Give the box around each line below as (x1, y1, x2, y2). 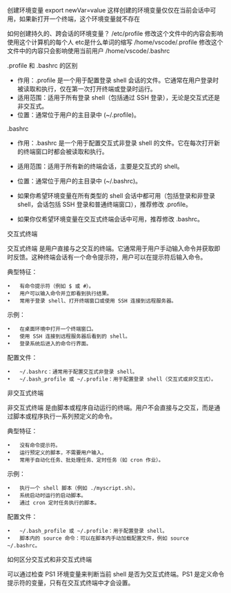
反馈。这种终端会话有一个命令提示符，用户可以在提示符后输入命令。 (12, 253, 207, 261)
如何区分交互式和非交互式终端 (7, 556, 92, 563)
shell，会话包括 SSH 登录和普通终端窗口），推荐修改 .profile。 (17, 200, 192, 208)
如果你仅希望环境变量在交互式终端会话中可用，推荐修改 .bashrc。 (17, 215, 204, 223)
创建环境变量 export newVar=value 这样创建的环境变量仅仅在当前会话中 (7, 6, 210, 14)
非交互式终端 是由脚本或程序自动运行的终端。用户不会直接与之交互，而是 (7, 403, 214, 412)
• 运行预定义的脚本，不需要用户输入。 (7, 449, 107, 456)
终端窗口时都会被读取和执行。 (23, 147, 108, 156)
